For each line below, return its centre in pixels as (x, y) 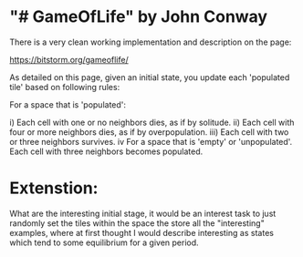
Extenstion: (54, 188)
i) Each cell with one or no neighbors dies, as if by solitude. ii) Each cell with (152, 122)
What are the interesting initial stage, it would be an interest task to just (143, 213)
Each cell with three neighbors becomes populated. (106, 151)
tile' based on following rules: (65, 87)
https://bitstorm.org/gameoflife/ (69, 59)
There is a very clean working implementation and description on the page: (151, 42)
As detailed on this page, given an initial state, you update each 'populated (150, 77)
